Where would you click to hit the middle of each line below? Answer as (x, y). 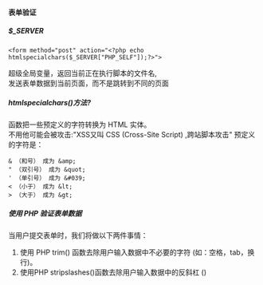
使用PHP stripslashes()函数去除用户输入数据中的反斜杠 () (113, 272)
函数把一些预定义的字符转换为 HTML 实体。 (80, 125)
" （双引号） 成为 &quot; (47, 169)
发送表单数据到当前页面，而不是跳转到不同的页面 (88, 83)
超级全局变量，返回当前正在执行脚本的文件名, (83, 73)
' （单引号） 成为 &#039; (47, 178)
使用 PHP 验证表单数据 (45, 214)
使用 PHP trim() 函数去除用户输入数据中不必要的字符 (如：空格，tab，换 (137, 252)
